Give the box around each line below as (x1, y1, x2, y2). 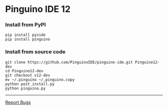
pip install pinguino (5, 37, 50, 42)
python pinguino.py (5, 86, 46, 91)
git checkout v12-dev (5, 73, 50, 78)
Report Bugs (5, 99, 31, 105)
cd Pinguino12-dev (5, 68, 43, 73)
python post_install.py (5, 81, 55, 87)
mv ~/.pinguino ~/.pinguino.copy (5, 77, 75, 82)
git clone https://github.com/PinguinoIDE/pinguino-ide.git (5, 60, 133, 65)
